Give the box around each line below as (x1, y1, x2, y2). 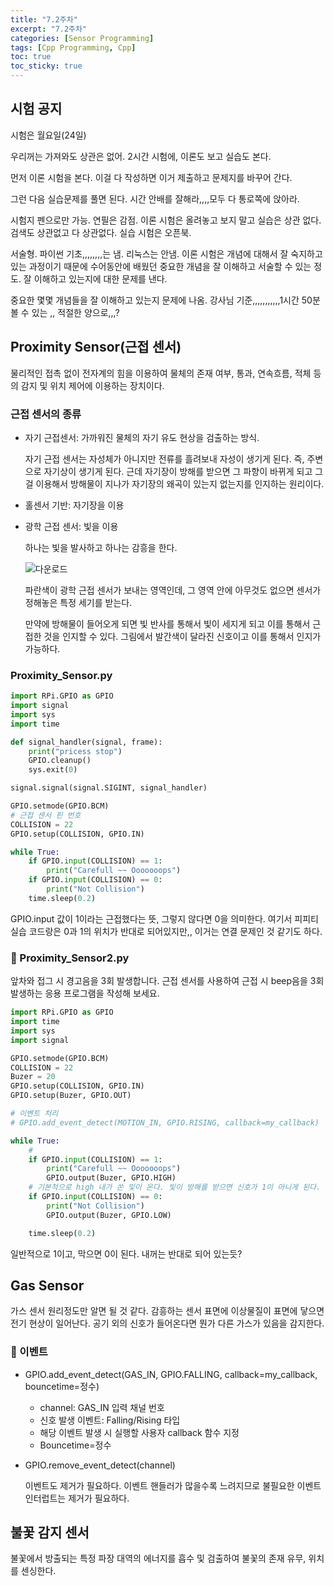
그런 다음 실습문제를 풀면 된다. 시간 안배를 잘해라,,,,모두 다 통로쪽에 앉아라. (10, 192, 300, 205)
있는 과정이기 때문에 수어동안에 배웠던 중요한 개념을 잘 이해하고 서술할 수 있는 (10, 260, 312, 272)
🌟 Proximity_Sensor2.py (10, 951, 130, 965)
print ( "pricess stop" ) (28, 746, 123, 756)
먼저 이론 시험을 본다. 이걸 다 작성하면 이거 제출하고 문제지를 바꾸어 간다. (10, 171, 293, 183)
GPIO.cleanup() (28, 756, 92, 766)
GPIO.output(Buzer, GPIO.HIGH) (46, 1173, 177, 1183)
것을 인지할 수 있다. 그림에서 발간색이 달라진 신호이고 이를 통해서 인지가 (43, 630, 322, 642)
